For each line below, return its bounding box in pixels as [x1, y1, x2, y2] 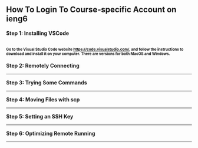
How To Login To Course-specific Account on [6, 5, 177, 15]
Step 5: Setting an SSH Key [6, 113, 74, 120]
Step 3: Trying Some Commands [6, 79, 87, 86]
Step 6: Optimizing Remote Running [6, 130, 95, 137]
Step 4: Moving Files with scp [6, 96, 80, 103]
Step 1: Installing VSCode [6, 29, 70, 37]
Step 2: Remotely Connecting [6, 62, 80, 69]
